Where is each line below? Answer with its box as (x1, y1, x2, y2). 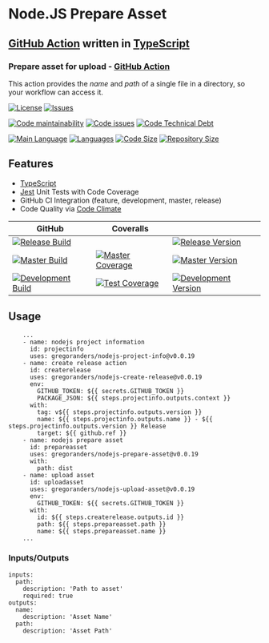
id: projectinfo (29, 345, 84, 353)
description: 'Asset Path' (22, 626, 113, 635)
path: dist (37, 464, 74, 472)
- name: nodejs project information (22, 338, 146, 346)
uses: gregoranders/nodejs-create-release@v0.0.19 (29, 373, 203, 381)
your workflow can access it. (8, 87, 104, 97)
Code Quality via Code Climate (19, 203, 122, 213)
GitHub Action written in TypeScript (8, 37, 190, 50)
